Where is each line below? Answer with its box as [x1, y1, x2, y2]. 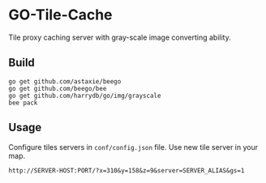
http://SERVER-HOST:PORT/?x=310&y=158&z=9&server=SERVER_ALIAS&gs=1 [8, 166, 245, 175]
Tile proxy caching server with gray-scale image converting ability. [8, 32, 231, 42]
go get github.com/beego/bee [8, 84, 107, 92]
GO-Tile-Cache [8, 6, 113, 24]
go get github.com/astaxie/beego [8, 77, 122, 86]
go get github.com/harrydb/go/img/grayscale [8, 91, 161, 100]
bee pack [8, 99, 38, 107]
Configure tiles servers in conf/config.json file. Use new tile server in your [8, 142, 258, 151]
